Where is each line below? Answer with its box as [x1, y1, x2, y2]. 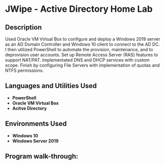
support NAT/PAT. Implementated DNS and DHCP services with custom [5, 57, 150, 63]
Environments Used [5, 120, 67, 128]
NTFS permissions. [5, 67, 44, 73]
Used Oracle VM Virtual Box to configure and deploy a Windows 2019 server [5, 36, 161, 42]
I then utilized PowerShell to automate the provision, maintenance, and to [5, 47, 154, 52]
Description [5, 23, 42, 32]
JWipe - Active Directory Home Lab [5, 3, 153, 15]
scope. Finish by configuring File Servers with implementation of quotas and [5, 63, 160, 68]
